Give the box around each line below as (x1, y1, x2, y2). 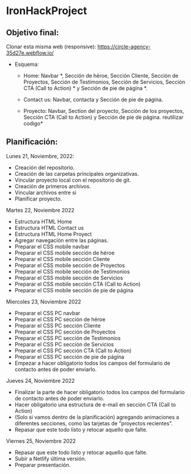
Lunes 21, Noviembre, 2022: (6, 152, 75, 159)
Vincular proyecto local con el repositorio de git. (14, 176, 131, 183)
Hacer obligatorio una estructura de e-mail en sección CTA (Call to (14, 401, 176, 408)
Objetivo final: (6, 28, 59, 38)
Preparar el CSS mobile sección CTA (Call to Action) (14, 281, 141, 288)
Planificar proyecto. (14, 195, 62, 202)
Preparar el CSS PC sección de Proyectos (14, 328, 116, 335)
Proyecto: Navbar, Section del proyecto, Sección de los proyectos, (23, 108, 185, 114)
